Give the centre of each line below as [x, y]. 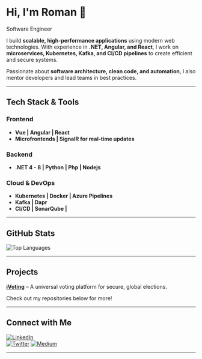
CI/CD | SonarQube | [41, 209]
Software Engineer [29, 29]
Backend [20, 154]
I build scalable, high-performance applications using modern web [91, 40]
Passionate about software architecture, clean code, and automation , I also [101, 71]
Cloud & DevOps [31, 183]
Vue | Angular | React [42, 132]
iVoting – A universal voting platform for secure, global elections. [87, 286]
